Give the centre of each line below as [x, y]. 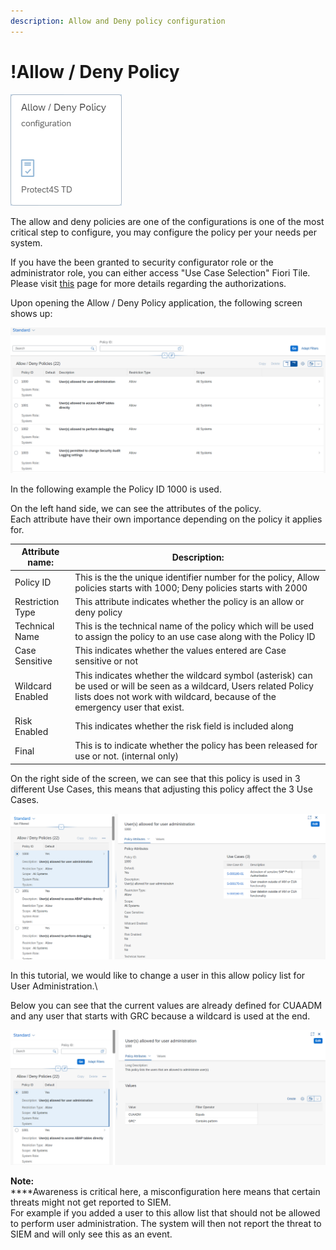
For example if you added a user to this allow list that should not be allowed [165, 1212]
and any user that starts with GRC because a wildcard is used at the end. [160, 1016]
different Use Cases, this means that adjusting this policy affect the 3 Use [161, 789]
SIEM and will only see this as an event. [91, 1234]
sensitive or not [106, 661]
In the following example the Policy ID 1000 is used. [116, 489]
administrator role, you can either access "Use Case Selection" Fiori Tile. [160, 272]
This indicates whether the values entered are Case [180, 651]
